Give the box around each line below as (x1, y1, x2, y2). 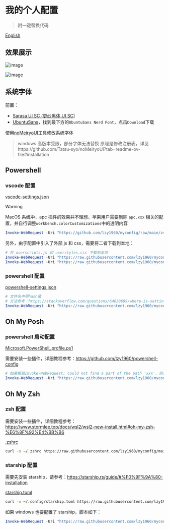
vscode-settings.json (5, 194, 49, 200)
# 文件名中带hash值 (5, 294, 42, 299)
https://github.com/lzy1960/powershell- (75, 356, 158, 362)
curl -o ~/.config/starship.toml (5, 499, 75, 504)
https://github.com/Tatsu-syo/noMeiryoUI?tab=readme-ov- (17, 146, 141, 152)
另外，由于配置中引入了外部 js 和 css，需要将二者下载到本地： (5, 240, 134, 246)
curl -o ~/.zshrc (5, 448, 42, 454)
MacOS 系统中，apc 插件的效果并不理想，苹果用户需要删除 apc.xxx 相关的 (5, 214, 159, 220)
